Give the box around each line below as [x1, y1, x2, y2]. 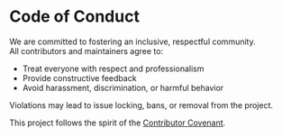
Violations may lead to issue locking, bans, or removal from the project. [9, 99, 273, 110]
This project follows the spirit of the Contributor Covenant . [9, 117, 226, 128]
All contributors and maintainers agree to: [9, 45, 164, 56]
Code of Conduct [9, 6, 140, 27]
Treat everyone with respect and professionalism [22, 63, 205, 74]
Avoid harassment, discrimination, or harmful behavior [22, 82, 224, 93]
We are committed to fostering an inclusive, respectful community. [9, 36, 256, 47]
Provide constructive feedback [22, 72, 137, 83]
